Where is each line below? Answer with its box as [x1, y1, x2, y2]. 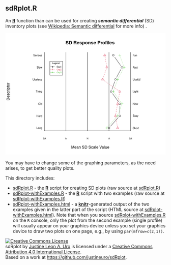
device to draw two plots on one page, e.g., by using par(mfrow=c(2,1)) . [12, 228, 164, 234]
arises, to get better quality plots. [5, 165, 75, 171]
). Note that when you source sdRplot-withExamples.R [52, 212, 166, 218]
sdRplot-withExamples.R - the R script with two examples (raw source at [12, 190, 165, 196]
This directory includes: [5, 175, 55, 181]
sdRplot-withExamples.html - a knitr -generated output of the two [12, 201, 150, 207]
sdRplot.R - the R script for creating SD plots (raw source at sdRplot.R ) [12, 185, 161, 191]
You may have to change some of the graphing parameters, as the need [5, 160, 156, 166]
